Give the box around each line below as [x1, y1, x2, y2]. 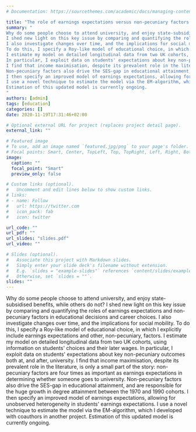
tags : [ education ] [6, 101, 51, 107]
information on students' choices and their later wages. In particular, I [6, 345, 173, 352]
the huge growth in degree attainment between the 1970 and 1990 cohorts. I [6, 388, 188, 395]
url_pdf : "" [6, 230, 35, 236]
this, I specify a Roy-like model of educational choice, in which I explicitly [6, 326, 182, 333]
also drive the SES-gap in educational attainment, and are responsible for [6, 382, 182, 389]
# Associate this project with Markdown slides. [6, 257, 132, 263]
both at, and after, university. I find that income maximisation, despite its [6, 357, 179, 364]
